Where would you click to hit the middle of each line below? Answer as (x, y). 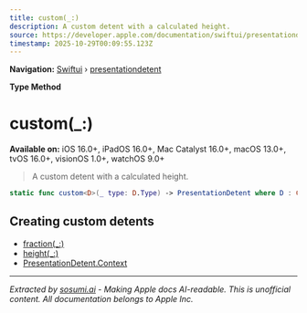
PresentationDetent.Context (75, 263)
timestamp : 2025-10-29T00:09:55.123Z (81, 43)
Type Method (36, 87)
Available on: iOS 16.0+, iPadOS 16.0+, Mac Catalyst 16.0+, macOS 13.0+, (148, 149)
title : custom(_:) (44, 18)
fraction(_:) (43, 244)
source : (24, 35)
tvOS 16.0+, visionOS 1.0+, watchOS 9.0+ (87, 159)
